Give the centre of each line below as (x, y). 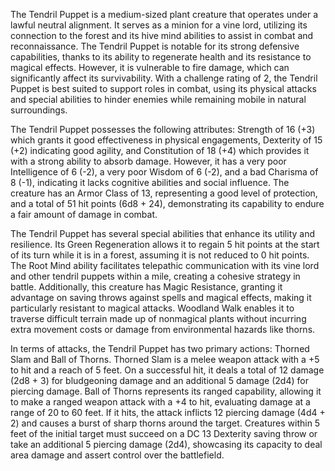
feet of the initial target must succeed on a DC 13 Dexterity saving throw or (164, 433)
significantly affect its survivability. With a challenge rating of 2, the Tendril (164, 78)
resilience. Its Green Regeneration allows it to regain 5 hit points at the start (165, 244)
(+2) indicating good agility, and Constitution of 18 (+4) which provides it (160, 150)
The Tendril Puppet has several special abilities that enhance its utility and (162, 233)
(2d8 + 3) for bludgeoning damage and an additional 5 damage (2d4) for (159, 380)
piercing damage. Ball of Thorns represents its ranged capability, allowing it (166, 391)
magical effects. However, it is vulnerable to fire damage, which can (150, 67)
